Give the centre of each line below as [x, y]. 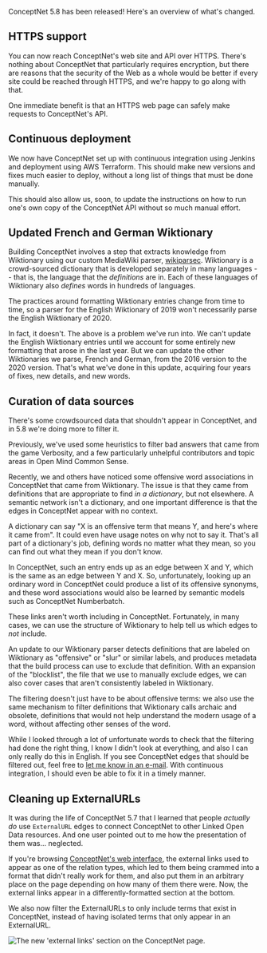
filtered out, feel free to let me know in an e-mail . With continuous [116, 765]
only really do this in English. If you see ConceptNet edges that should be [129, 756]
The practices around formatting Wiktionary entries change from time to [127, 301]
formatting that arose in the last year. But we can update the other [116, 351]
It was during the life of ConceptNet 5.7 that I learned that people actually [129, 818]
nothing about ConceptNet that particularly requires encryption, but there [129, 64]
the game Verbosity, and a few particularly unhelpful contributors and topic [132, 453]
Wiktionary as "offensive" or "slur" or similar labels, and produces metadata [133, 657]
